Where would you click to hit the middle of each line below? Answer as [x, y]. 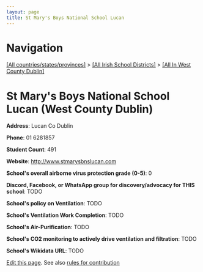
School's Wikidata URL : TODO [45, 251]
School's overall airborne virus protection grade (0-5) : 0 [79, 173]
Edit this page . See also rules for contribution [63, 263]
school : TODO [24, 192]
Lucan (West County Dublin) [80, 109]
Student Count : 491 [31, 150]
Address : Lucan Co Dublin [40, 126]
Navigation [35, 48]
